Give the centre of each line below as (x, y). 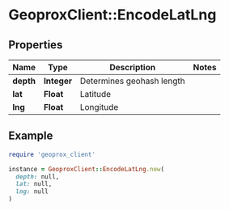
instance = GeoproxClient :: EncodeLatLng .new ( (86, 169)
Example (31, 136)
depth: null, (38, 176)
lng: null (32, 191)
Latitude (95, 94)
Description (133, 67)
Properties (36, 45)
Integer (58, 81)
